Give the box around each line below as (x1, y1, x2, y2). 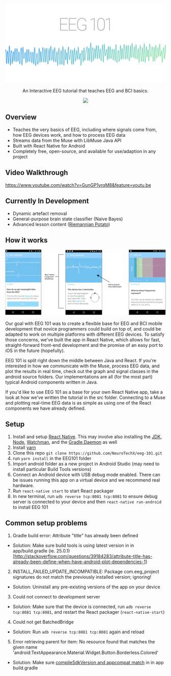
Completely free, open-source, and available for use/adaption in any (12, 148, 156, 154)
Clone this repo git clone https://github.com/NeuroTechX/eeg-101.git (12, 449, 162, 456)
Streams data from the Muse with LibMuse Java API (12, 137, 122, 143)
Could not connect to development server (12, 593, 101, 599)
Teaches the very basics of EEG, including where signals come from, (12, 127, 157, 133)
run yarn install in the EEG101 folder (12, 455, 92, 461)
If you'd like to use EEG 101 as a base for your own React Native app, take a (5, 389, 163, 395)
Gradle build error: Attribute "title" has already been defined (12, 532, 138, 538)
